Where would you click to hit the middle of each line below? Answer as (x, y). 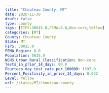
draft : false (18, 19)
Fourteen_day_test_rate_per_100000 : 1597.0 (51, 69)
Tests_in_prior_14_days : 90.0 (36, 64)
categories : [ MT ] (23, 32)
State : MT (15, 42)
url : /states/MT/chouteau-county (39, 83)
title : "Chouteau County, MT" (36, 10)
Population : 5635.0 (25, 55)
